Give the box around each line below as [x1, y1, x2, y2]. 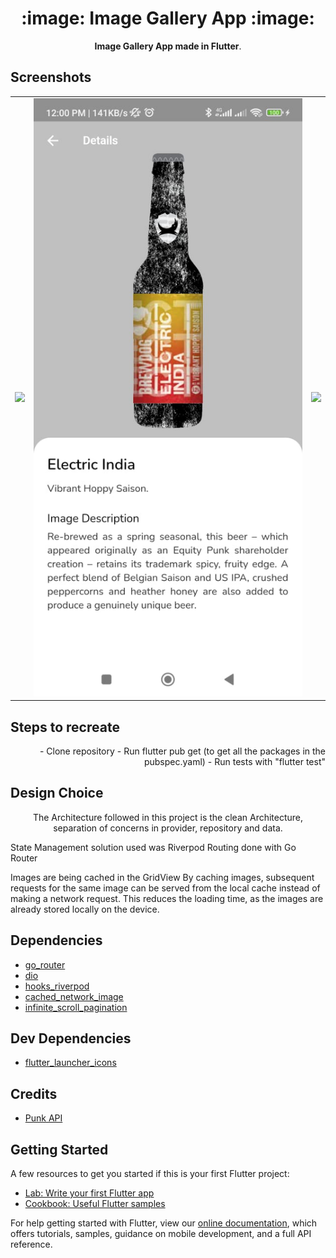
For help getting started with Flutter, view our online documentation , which [10, 1217, 318, 1229]
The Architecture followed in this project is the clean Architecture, [32, 811, 304, 823]
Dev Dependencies [10, 1030, 132, 1047]
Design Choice [10, 785, 104, 802]
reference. [10, 1238, 53, 1251]
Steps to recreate [10, 718, 120, 736]
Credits [10, 1085, 58, 1102]
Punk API [24, 1112, 63, 1124]
